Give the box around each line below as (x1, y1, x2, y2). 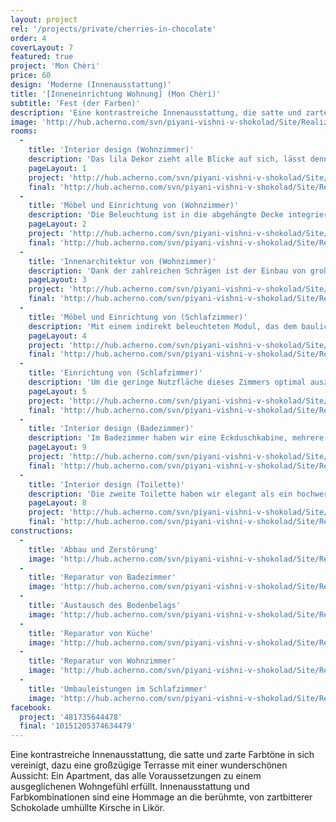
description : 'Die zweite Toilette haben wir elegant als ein (28, 489, 293, 499)
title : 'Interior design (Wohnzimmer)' (28, 145, 195, 155)
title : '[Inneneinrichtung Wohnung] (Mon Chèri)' (10, 89, 222, 99)
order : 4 (10, 33, 47, 43)
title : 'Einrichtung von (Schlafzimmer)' (28, 368, 203, 378)
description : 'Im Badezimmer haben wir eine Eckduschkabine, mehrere (28, 433, 325, 443)
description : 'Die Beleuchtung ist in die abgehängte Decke (28, 210, 284, 220)
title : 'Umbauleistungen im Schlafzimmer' (28, 684, 208, 694)
